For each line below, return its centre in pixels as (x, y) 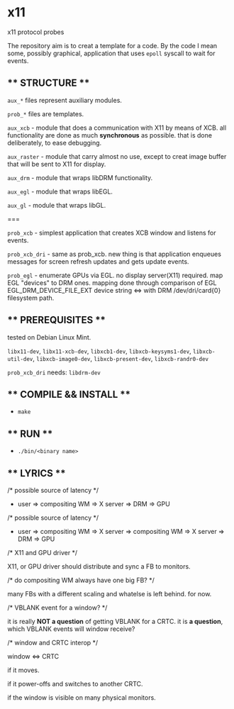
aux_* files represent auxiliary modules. (65, 100)
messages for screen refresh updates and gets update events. (98, 261)
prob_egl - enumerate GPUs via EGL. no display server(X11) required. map (115, 275)
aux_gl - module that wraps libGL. (57, 205)
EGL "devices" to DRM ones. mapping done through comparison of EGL (112, 283)
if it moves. (23, 670)
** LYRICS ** (37, 473)
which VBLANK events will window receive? (71, 629)
